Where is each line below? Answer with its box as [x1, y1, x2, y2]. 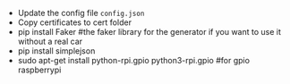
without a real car [17, 36, 83, 46]
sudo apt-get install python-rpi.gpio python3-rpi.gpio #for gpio [17, 55, 251, 65]
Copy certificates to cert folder [17, 17, 132, 28]
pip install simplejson [17, 46, 96, 56]
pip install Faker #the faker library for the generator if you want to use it [17, 27, 282, 37]
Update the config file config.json [17, 8, 145, 18]
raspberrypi [17, 64, 62, 75]
